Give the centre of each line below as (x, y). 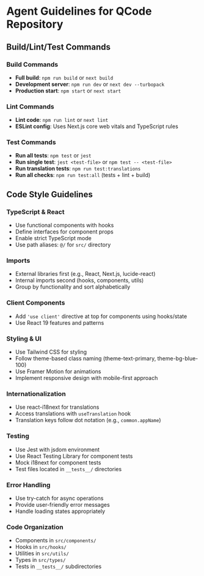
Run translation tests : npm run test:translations (78, 169)
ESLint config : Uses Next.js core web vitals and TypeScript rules (97, 126)
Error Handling (28, 485)
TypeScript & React (35, 211)
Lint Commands (30, 107)
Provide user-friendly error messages (62, 504)
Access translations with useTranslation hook (73, 414)
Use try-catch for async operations (59, 498)
